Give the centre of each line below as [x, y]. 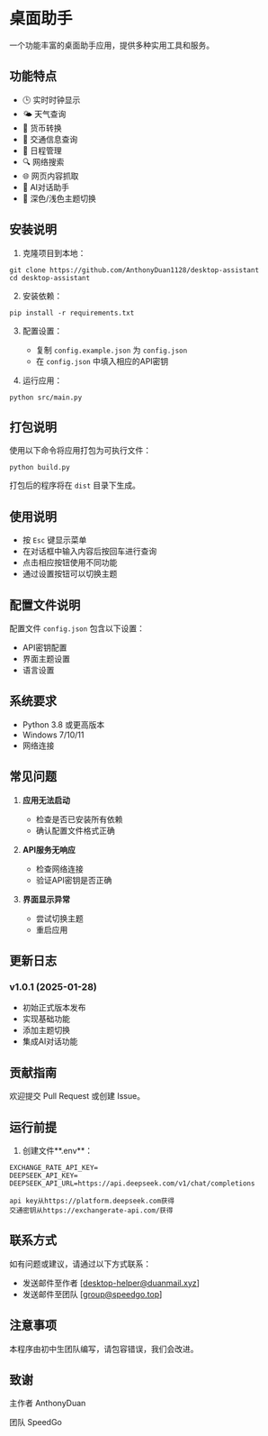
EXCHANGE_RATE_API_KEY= [54, 1167]
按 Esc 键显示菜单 [54, 540]
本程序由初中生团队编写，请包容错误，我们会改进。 [104, 1349]
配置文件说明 [45, 605]
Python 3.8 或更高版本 [63, 724]
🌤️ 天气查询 [44, 114]
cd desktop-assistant [50, 278]
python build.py [40, 468]
